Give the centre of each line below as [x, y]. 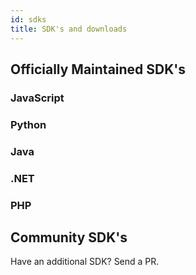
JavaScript [37, 98]
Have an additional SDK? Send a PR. [85, 262]
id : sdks [28, 19]
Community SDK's [69, 237]
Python [28, 124]
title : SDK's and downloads [69, 29]
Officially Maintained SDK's [98, 69]
